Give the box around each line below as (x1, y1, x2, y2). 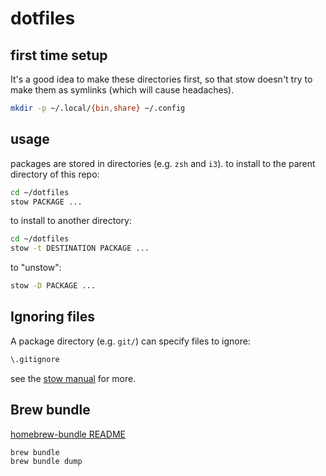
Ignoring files (10, 308, 95, 326)
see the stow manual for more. (10, 372, 137, 384)
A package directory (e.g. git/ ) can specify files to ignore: (10, 335, 251, 347)
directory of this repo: (10, 168, 100, 180)
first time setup (10, 47, 108, 64)
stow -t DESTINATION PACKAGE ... (10, 243, 150, 254)
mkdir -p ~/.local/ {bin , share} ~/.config (10, 103, 186, 113)
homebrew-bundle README (10, 428, 126, 440)
